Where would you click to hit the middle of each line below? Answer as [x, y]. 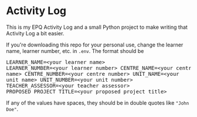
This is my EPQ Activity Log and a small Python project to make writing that [97, 27]
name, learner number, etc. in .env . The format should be [75, 51]
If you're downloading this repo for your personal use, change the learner [95, 45]
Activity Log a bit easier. [35, 33]
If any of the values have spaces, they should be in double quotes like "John [98, 103]
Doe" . [12, 109]
